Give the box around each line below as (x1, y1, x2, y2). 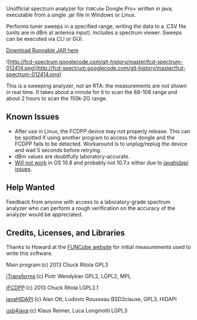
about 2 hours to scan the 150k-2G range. (6, 95, 107, 102)
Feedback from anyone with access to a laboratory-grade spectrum (6, 198, 171, 205)
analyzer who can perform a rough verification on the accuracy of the (6, 204, 176, 212)
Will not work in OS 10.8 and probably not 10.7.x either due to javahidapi (14, 159, 189, 166)
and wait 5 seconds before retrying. (14, 146, 102, 153)
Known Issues (6, 112, 60, 122)
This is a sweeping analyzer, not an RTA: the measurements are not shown (6, 82, 187, 89)
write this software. (6, 250, 53, 257)
